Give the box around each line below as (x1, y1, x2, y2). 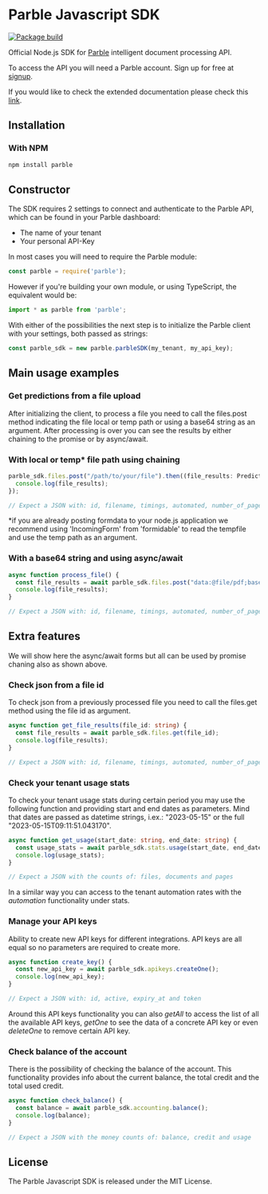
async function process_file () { (8, 571, 120, 579)
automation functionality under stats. (8, 896, 130, 905)
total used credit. (8, 1081, 64, 1091)
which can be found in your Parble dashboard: (8, 213, 161, 222)
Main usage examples (8, 366, 120, 380)
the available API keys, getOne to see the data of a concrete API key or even (8, 1017, 258, 1027)
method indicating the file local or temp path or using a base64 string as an (8, 417, 255, 427)
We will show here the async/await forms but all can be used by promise (8, 651, 246, 660)
